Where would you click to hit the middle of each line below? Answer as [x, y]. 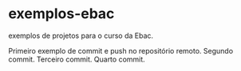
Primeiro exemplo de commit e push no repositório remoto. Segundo [121, 50]
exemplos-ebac [61, 14]
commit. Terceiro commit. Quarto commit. [77, 59]
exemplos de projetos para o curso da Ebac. [81, 35]
